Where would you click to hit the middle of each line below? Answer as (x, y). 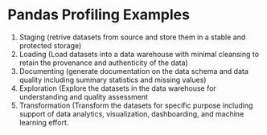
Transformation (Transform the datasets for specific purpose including (136, 105)
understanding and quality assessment (83, 96)
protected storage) (50, 45)
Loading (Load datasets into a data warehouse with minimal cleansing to (139, 54)
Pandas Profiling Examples (99, 15)
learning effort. (44, 122)
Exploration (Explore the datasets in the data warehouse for (117, 88)
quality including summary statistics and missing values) (113, 80)
